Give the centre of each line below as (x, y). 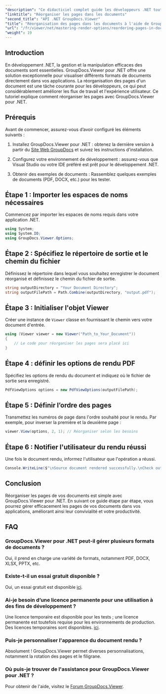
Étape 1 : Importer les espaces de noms (67, 195)
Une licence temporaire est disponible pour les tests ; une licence (72, 617)
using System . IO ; (23, 234)
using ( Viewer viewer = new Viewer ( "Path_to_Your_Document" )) (70, 334)
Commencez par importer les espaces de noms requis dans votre (72, 214)
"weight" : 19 (19, 33)
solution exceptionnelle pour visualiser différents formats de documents (78, 75)
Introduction (25, 53)
